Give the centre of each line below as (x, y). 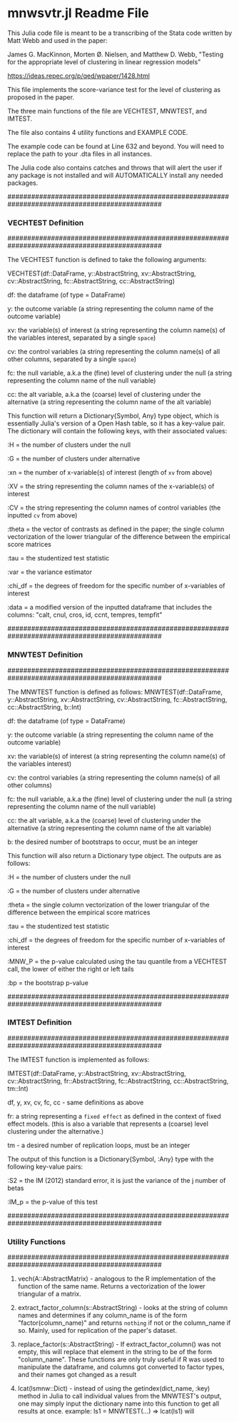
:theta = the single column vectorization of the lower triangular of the (108, 904)
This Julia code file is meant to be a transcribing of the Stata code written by (120, 33)
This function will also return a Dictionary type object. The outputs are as (115, 855)
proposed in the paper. (41, 97)
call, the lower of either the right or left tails (71, 969)
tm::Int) (18, 1088)
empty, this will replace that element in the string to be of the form (115, 1352)
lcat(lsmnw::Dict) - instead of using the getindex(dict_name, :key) (114, 1388)
